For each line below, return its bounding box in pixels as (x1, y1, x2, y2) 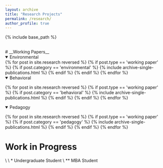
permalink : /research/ (5, 16, 52, 21)
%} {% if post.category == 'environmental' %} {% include (5, 65, 122, 71)
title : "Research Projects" (5, 12, 63, 17)
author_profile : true (5, 21, 50, 26)
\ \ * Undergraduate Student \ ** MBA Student (5, 158, 98, 164)
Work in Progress (5, 142, 77, 152)
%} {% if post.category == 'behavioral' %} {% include (5, 90, 114, 96)
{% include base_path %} (5, 34, 57, 40)
